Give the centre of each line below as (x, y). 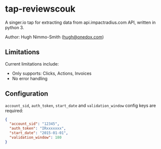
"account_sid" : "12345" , (34, 124)
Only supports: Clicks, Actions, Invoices (52, 73)
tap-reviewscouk (40, 9)
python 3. (15, 27)
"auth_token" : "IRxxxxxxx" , (38, 129)
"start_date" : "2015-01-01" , (39, 133)
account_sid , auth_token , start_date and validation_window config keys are (80, 105)
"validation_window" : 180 (36, 138)
